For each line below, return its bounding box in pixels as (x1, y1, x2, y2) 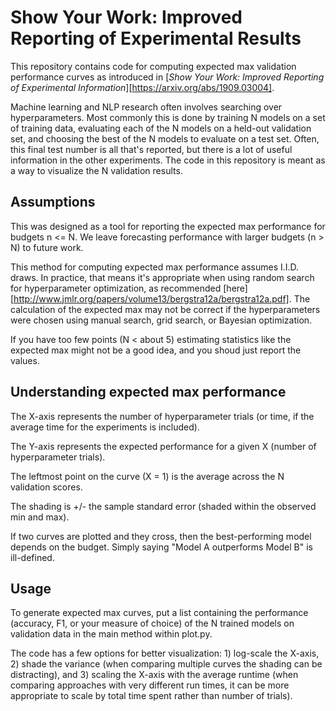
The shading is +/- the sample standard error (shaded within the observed (10, 500, 317, 512)
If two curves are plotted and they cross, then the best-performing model (10, 530, 312, 542)
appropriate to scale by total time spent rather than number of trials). (10, 690, 293, 702)
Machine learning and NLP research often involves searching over (10, 101, 283, 113)
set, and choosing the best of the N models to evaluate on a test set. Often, (10, 132, 320, 145)
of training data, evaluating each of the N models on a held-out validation (10, 122, 312, 134)
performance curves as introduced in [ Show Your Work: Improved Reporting (10, 71, 325, 83)
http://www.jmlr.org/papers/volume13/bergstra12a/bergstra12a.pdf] (13, 292, 290, 305)
